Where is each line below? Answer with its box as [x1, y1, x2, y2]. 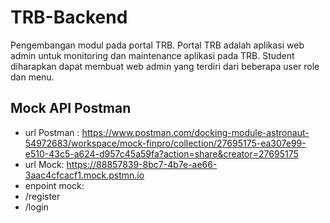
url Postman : [24, 126, 80, 138]
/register [24, 190, 61, 202]
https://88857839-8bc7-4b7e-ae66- [66, 158, 218, 170]
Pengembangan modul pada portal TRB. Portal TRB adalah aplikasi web [10, 39, 305, 51]
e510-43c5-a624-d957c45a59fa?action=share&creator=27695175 [24, 147, 299, 160]
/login [24, 201, 49, 213]
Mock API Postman [10, 100, 132, 117]
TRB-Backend [10, 6, 128, 29]
